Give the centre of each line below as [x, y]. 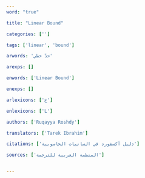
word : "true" [23, 12]
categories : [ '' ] [28, 34]
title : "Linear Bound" [35, 23]
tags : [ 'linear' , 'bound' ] [40, 45]
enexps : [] [20, 89]
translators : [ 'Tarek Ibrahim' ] [47, 133]
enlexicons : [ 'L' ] [29, 111]
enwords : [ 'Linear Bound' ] [40, 78]
